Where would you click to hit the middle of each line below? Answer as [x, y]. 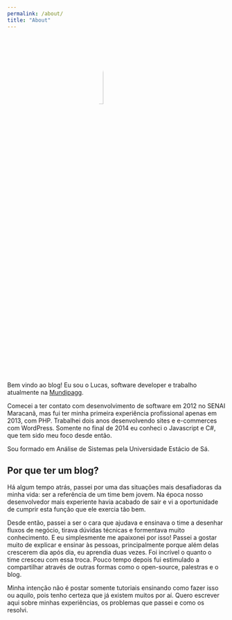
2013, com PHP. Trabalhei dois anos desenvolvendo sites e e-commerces [112, 421]
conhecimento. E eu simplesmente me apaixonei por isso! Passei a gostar [112, 538]
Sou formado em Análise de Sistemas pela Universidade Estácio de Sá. [108, 448]
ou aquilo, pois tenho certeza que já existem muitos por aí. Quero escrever [113, 596]
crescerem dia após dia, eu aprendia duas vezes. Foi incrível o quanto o [110, 553]
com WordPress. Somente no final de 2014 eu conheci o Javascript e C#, [111, 427]
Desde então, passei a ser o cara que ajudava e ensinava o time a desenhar [115, 523]
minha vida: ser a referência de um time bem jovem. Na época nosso [105, 495]
